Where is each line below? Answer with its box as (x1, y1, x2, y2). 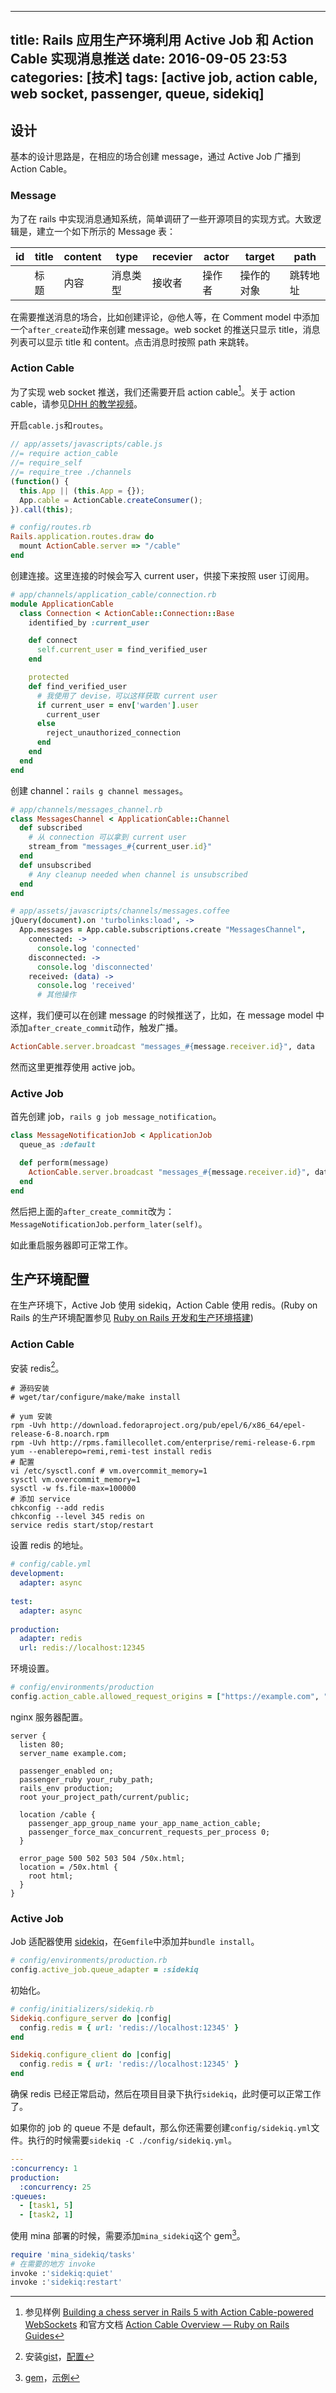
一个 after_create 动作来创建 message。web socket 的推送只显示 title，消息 (10, 323, 321, 335)
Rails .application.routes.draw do (10, 532, 155, 542)
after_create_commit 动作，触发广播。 (28, 1022, 184, 1034)
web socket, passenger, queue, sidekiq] (10, 86, 265, 103)
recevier (152, 249, 193, 263)
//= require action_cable (10, 449, 118, 459)
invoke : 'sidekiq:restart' (10, 2277, 123, 2288)
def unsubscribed (19, 860, 92, 870)
